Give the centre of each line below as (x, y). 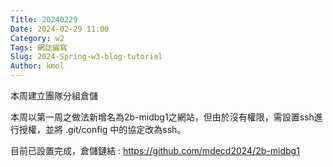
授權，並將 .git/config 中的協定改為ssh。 (102, 129)
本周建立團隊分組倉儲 (54, 95)
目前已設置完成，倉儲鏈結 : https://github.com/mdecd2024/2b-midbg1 (155, 150)
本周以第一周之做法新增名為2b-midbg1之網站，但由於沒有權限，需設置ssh (162, 117)
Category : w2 (37, 38)
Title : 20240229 (44, 19)
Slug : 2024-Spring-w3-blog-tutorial (86, 57)
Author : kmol (37, 66)
